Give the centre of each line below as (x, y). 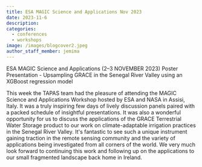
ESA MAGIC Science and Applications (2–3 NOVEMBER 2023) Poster (92, 68)
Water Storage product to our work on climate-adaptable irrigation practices (101, 125)
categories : (21, 29)
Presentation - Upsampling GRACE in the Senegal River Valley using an (94, 75)
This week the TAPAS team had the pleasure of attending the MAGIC (92, 93)
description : (23, 23)
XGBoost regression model (40, 81)
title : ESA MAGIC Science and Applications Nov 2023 (74, 12)
